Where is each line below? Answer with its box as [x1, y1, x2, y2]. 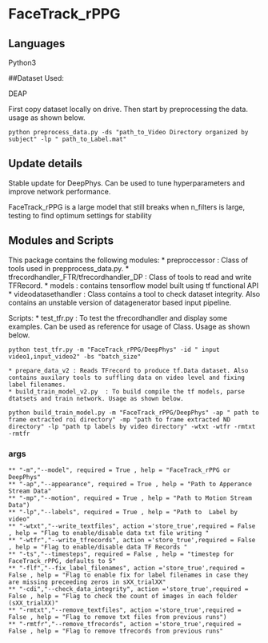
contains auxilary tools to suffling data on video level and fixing [8, 373, 246, 381]
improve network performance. [8, 186, 111, 196]
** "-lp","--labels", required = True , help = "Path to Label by [8, 508, 238, 516]
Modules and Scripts [8, 234, 114, 248]
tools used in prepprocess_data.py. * [8, 263, 130, 273]
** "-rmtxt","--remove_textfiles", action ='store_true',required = [8, 605, 242, 614]
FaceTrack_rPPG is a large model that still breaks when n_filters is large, [8, 202, 246, 212]
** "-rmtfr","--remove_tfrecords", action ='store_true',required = [8, 620, 242, 628]
